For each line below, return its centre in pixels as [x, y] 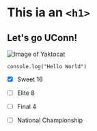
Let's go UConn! [42, 38]
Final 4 [26, 106]
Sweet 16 [30, 79]
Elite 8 [26, 93]
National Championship [50, 120]
